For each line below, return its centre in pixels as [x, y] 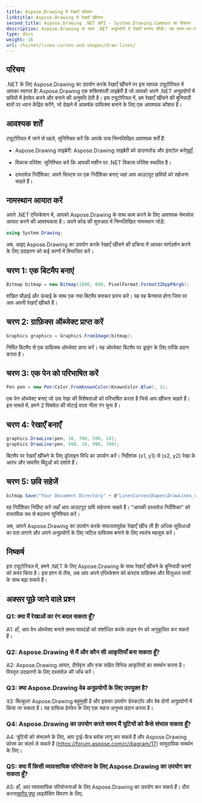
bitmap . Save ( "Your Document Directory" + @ [62, 496]
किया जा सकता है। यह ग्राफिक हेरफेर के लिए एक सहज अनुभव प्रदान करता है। [80, 708]
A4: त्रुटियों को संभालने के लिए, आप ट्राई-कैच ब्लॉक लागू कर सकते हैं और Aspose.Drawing [96, 737]
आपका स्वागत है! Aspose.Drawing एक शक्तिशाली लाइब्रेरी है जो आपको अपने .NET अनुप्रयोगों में [101, 91]
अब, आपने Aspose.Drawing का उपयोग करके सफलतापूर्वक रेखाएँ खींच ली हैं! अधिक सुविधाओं [98, 526]
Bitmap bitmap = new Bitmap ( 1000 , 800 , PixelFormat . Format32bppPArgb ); [98, 285]
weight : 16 [20, 40]
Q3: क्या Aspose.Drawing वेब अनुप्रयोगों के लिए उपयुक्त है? [77, 688]
